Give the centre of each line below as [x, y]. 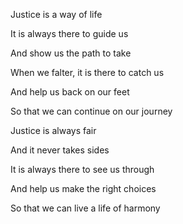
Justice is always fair [53, 130]
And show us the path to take [71, 53]
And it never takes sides [60, 150]
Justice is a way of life [56, 14]
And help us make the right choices [83, 188]
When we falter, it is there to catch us [87, 72]
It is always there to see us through [82, 169]
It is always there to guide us [69, 33]
